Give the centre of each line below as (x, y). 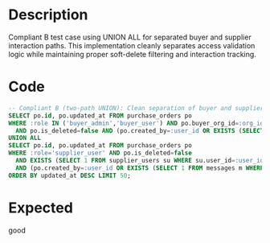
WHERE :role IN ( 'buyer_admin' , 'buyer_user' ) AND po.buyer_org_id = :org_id (136, 123)
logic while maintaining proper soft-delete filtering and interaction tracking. (133, 54)
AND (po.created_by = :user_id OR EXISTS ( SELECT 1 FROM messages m (129, 168)
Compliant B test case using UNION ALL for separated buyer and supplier (130, 37)
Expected (41, 208)
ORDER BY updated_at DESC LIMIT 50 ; (70, 175)
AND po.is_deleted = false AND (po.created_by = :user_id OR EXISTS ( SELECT (140, 130)
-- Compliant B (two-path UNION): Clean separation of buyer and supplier (136, 108)
